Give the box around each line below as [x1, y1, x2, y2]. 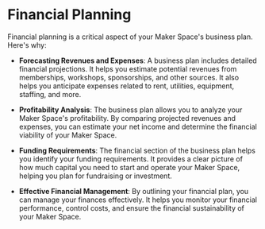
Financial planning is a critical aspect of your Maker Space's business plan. [7, 32, 253, 41]
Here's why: [7, 40, 47, 49]
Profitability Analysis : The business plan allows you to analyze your [18, 105, 243, 114]
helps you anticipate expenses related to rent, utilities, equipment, [18, 81, 235, 91]
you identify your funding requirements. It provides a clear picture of [18, 153, 244, 164]
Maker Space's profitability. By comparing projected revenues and [18, 113, 236, 122]
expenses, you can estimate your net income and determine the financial [18, 122, 257, 131]
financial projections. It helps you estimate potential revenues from [18, 64, 237, 73]
